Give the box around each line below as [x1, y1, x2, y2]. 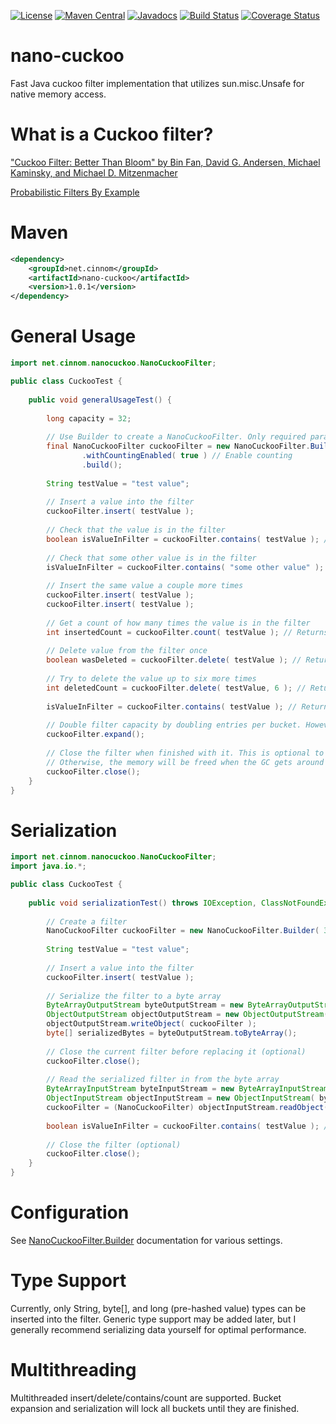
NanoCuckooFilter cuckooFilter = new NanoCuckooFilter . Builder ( [46, 926, 320, 936]
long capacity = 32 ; [46, 413, 132, 424]
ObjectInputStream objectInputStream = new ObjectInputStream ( [46, 1093, 315, 1104]
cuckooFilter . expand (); [46, 730, 145, 740]
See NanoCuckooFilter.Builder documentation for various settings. [10, 1235, 283, 1246]
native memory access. [10, 88, 107, 100]
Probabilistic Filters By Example [10, 186, 140, 198]
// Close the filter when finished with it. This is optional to [46, 748, 325, 758]
